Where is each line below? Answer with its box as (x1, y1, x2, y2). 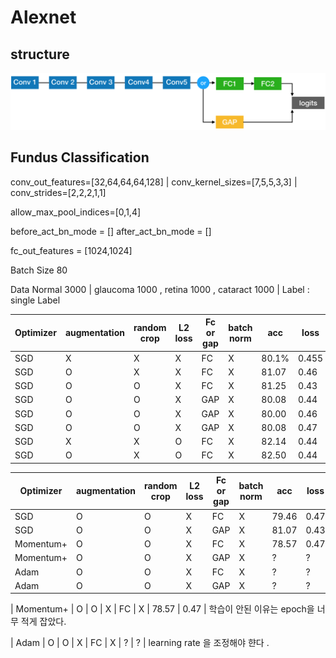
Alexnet (10, 6, 77, 29)
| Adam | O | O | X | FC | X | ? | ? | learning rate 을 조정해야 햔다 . (10, 637, 270, 649)
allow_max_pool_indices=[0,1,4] (10, 206, 142, 218)
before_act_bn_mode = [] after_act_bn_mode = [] (10, 225, 212, 237)
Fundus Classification (10, 149, 150, 166)
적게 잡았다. (20, 616, 67, 628)
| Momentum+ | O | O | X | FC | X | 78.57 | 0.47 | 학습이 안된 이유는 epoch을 (10, 603, 315, 615)
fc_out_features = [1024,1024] (10, 244, 133, 256)
